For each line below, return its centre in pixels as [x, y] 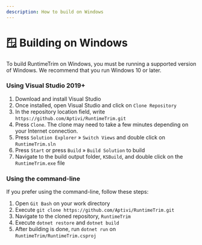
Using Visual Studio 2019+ [46, 86]
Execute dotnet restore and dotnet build [67, 223]
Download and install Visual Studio [58, 99]
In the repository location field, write [60, 112]
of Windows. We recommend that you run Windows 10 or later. [84, 70]
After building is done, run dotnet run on [65, 229]
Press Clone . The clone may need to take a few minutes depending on [102, 124]
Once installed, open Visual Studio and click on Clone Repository [96, 105]
